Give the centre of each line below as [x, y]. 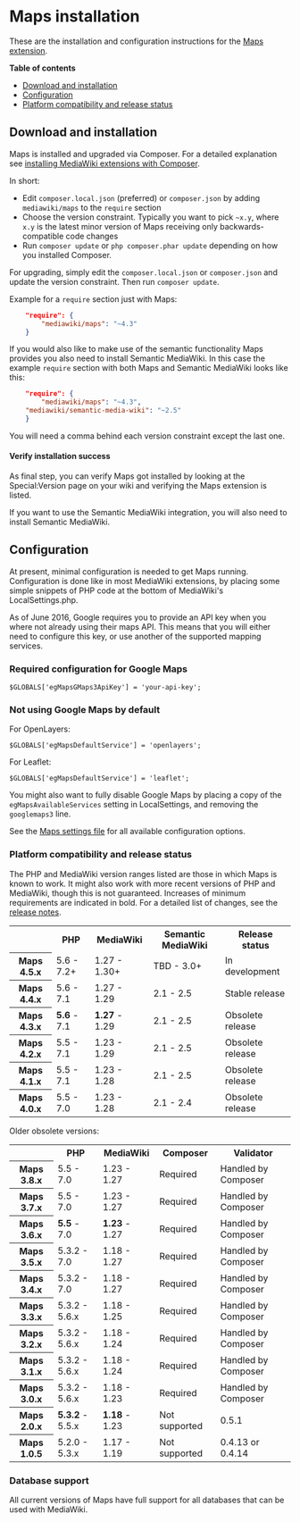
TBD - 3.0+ [178, 966]
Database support [49, 1480]
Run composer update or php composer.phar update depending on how [150, 245]
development [252, 972]
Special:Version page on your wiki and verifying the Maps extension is [138, 486]
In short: [25, 180]
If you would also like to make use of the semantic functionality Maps [136, 349]
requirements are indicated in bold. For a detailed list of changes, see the [144, 902]
